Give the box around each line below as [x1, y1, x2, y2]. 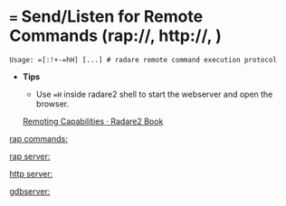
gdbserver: [9, 185, 51, 196]
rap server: [9, 151, 51, 162]
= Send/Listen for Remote [9, 6, 204, 27]
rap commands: [9, 133, 68, 144]
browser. [35, 98, 70, 109]
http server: [9, 168, 53, 179]
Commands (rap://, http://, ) [9, 25, 222, 46]
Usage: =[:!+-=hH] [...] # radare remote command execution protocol [9, 55, 278, 64]
